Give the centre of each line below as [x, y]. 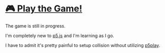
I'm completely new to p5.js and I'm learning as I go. [60, 35]
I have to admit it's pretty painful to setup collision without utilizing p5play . [83, 45]
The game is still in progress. [36, 26]
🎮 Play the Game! [44, 9]
